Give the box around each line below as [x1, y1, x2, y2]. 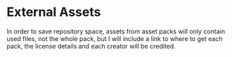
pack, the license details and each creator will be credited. [6, 42, 176, 50]
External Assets [6, 4, 101, 20]
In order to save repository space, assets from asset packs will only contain [6, 27, 226, 35]
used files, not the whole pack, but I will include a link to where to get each [6, 34, 223, 42]
